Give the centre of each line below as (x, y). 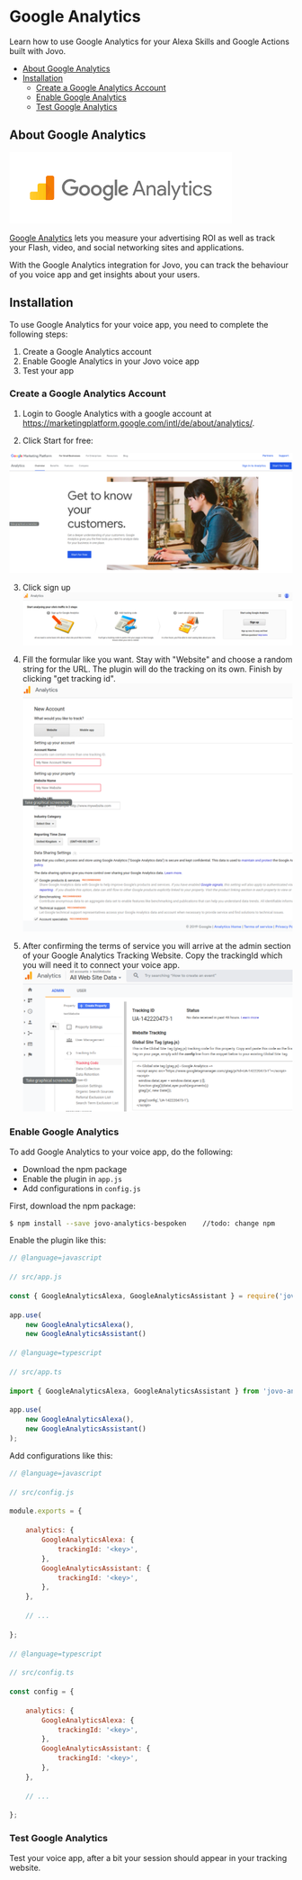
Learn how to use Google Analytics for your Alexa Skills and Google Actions (150, 41)
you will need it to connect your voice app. (101, 965)
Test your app (48, 370)
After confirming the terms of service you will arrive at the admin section (157, 946)
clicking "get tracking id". (69, 679)
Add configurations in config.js (81, 1188)
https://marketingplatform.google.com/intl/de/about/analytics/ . (138, 423)
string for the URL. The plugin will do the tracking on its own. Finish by (152, 669)
